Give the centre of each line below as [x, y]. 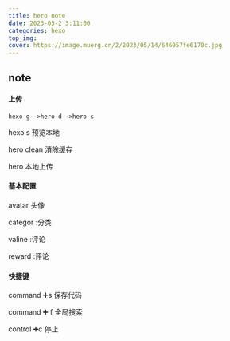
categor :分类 [30, 222]
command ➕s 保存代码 [45, 295]
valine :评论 [27, 239]
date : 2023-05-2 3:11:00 [49, 23]
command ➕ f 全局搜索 [46, 312]
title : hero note [37, 16]
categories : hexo [37, 30]
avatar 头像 [27, 205]
